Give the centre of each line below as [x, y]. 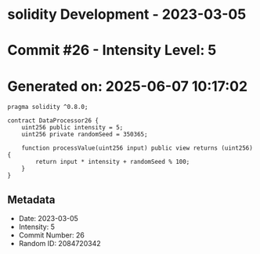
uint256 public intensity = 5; [72, 128]
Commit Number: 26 [52, 235]
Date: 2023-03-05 [49, 219]
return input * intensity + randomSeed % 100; [113, 162]
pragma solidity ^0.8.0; [48, 107]
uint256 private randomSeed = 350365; [85, 135]
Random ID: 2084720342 [60, 244]
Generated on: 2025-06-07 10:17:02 [128, 86]
